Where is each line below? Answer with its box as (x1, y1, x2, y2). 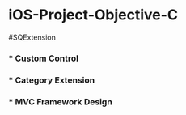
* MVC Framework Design (8, 96, 113, 107)
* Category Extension (8, 75, 95, 86)
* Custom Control (8, 53, 79, 64)
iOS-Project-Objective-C (8, 6, 178, 24)
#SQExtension (8, 32, 57, 42)
